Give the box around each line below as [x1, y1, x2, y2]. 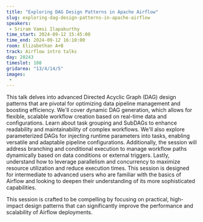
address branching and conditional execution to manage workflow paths [6, 145, 187, 153]
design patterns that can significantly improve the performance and [24, 202, 194, 210]
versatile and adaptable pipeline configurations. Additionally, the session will [6, 139, 197, 146]
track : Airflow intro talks [6, 49, 78, 55]
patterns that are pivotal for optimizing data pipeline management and [6, 100, 181, 107]
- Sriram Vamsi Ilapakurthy [8, 26, 80, 32]
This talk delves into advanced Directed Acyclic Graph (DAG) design [6, 94, 177, 101]
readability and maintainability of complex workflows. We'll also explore [6, 126, 185, 133]
